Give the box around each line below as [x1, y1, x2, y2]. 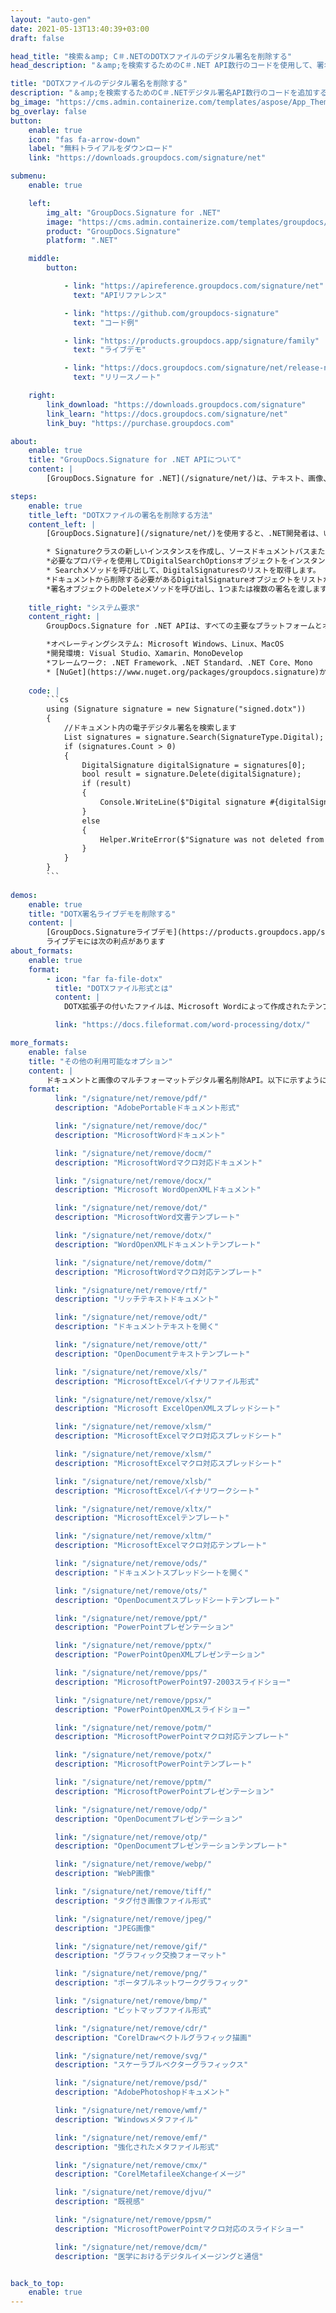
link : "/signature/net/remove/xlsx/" [54, 1394, 213, 1405]
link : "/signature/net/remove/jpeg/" [54, 1914, 213, 1924]
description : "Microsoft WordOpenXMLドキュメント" [54, 1185, 262, 1195]
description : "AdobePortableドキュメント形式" [54, 1103, 241, 1113]
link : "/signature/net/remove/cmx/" [54, 2160, 208, 2170]
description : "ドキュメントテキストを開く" [54, 1322, 220, 1332]
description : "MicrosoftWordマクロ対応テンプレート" [54, 1267, 263, 1277]
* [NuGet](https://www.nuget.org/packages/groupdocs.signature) [46, 667, 320, 677]
